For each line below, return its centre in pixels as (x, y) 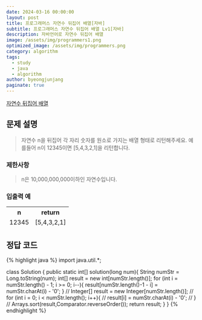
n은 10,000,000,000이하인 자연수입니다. (69, 179)
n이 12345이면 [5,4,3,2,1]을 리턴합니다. (83, 148)
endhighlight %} (26, 311)
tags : (13, 57)
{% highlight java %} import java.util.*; (54, 260)
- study (21, 63)
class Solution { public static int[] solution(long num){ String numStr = (93, 272)
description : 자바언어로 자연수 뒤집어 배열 (55, 35)
